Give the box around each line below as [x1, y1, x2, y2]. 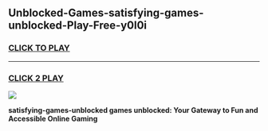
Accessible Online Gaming [8, 114, 98, 123]
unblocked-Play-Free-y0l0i [8, 19, 148, 33]
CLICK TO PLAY [8, 43, 70, 54]
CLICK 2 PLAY [8, 72, 64, 83]
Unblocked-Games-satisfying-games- [8, 6, 204, 20]
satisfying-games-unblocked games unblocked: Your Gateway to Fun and [8, 105, 258, 114]
